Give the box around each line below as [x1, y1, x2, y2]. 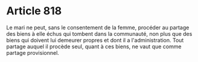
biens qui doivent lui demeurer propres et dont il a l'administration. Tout [6, 36, 184, 44]
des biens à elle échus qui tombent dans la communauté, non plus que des [6, 30, 193, 37]
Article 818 [6, 4, 62, 18]
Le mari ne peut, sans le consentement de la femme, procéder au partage [6, 24, 190, 31]
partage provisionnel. [6, 49, 59, 56]
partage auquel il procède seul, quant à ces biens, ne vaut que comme [6, 43, 182, 50]
